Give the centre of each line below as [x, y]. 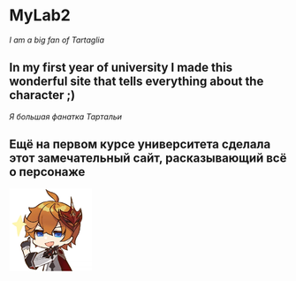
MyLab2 [40, 15]
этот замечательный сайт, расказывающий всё [148, 159]
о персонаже [47, 172]
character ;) [42, 95]
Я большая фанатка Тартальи [65, 117]
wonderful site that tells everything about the [137, 82]
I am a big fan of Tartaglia [57, 40]
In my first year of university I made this [121, 68]
